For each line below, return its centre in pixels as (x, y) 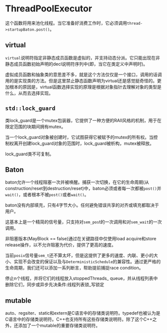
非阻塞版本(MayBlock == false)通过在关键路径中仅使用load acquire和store (81, 239)
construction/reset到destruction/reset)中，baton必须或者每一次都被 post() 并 (83, 189)
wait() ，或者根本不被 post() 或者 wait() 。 (47, 195)
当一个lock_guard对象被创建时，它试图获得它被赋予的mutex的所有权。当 (79, 137)
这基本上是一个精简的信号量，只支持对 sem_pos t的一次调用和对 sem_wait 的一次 (83, 222)
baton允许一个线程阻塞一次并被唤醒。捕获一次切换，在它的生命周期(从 (77, 182)
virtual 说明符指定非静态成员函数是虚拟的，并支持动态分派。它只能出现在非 (83, 58)
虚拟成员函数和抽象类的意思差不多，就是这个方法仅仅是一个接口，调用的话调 (83, 74)
